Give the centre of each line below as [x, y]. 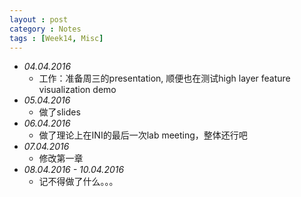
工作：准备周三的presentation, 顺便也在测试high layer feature [164, 78]
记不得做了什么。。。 [78, 182]
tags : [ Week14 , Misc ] [56, 38]
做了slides [59, 112]
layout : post [39, 19]
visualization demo [77, 90]
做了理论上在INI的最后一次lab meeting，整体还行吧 [143, 135]
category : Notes [45, 29]
